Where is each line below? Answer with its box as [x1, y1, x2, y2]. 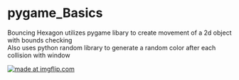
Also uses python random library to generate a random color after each [7, 43, 216, 52]
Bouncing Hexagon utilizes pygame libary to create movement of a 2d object [7, 28, 232, 37]
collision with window [7, 51, 70, 59]
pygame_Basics [7, 5, 103, 21]
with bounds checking [7, 35, 73, 44]
